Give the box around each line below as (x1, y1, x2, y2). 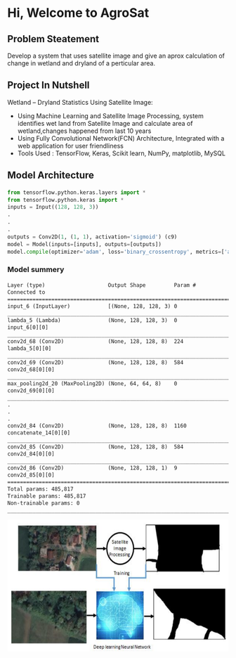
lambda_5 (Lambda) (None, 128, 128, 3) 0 (7, 316, 178, 324)
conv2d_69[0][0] (7, 387, 55, 394)
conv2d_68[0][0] (7, 366, 55, 373)
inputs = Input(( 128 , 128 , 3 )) (7, 204, 99, 211)
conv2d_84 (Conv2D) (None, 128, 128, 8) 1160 (7, 422, 188, 430)
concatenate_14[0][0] (7, 429, 71, 437)
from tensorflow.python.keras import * (7, 196, 124, 203)
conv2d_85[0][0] (7, 471, 55, 479)
